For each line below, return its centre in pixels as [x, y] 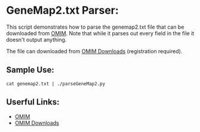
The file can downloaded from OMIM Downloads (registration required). [94, 51]
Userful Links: [33, 102]
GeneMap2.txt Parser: [63, 10]
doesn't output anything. [36, 39]
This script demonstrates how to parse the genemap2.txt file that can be [95, 27]
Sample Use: [30, 70]
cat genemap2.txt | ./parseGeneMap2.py [56, 84]
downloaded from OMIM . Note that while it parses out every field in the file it [100, 33]
